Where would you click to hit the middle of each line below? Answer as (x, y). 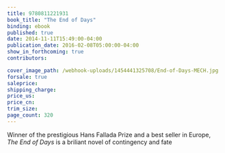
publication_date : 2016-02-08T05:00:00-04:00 (73, 45)
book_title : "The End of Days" (52, 20)
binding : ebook (29, 26)
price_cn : (21, 103)
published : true (30, 33)
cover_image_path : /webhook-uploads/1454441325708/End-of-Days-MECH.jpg (113, 70)
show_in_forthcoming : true (45, 52)
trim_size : (23, 109)
